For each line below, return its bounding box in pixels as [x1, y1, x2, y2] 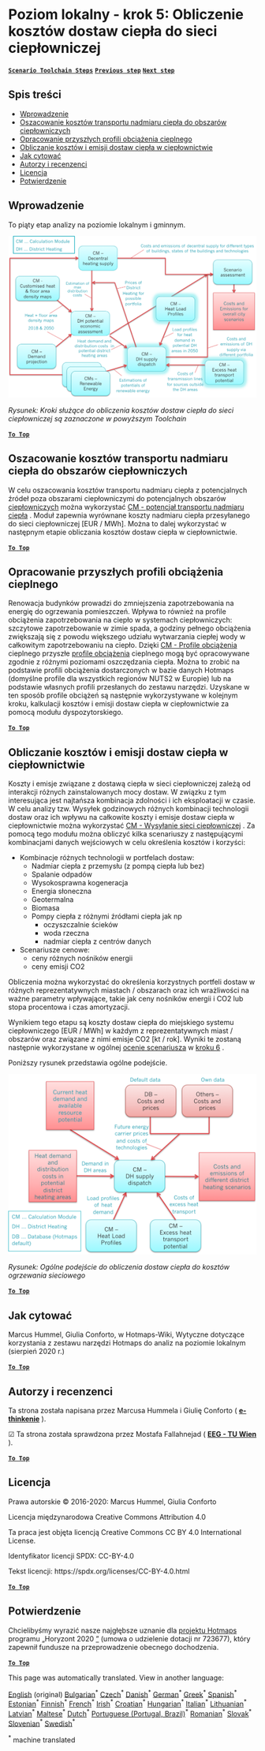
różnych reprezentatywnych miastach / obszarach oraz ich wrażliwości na [8, 986, 250, 995]
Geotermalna [31, 895, 74, 904]
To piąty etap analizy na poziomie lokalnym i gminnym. [8, 219, 186, 230]
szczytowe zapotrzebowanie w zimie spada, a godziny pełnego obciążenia [8, 623, 252, 633]
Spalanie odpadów [31, 870, 92, 879]
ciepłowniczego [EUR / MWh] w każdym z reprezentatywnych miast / [8, 1026, 233, 1035]
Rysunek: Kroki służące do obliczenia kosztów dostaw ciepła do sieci [8, 405, 234, 415]
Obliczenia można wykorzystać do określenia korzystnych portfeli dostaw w [8, 977, 256, 987]
